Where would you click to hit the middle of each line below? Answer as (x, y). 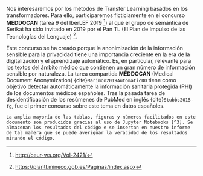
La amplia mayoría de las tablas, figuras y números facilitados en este (101, 117)
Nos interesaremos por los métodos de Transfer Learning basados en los (97, 9)
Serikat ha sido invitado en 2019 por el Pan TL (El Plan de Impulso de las (96, 29)
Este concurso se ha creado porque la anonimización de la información (95, 48)
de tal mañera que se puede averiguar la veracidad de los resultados (97, 133)
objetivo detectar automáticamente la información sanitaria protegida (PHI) (99, 86)
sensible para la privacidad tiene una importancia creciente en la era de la (98, 54)
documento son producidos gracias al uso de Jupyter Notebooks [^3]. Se (100, 122)
